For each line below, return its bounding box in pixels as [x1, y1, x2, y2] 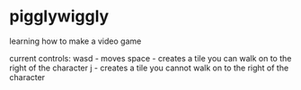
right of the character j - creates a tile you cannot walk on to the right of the [9, 62, 289, 73]
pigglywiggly [9, 6, 110, 27]
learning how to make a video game [9, 36, 142, 46]
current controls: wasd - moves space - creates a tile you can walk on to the [9, 53, 292, 63]
